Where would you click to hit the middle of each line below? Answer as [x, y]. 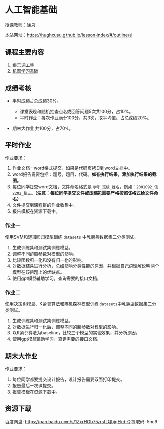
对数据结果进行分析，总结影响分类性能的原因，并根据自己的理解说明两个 [85, 266]
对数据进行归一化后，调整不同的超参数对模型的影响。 [66, 327]
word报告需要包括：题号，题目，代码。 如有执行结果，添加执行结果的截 [84, 174]
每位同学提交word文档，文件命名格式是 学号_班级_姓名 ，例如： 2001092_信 [85, 187]
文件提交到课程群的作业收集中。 [45, 205]
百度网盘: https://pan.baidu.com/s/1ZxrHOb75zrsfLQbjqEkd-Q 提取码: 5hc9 [81, 421]
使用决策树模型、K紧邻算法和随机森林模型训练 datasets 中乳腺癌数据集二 [79, 304]
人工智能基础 [31, 10]
